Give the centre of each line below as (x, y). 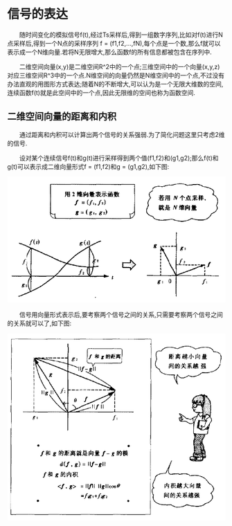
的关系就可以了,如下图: (39, 323)
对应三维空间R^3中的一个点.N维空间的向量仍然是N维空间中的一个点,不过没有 (116, 75)
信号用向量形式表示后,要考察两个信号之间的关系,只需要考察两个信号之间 (122, 315)
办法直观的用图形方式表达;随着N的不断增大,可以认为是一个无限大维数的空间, (115, 84)
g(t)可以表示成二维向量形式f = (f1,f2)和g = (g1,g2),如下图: (88, 166)
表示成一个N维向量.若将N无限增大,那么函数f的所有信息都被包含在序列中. (110, 52)
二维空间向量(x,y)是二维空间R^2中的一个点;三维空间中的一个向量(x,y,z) (120, 66)
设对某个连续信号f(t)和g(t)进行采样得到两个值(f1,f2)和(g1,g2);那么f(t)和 (119, 158)
